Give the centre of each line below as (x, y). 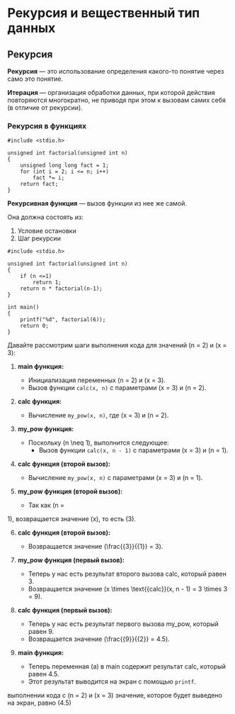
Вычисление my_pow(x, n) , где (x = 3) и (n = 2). (98, 415)
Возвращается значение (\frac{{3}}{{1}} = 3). (96, 547)
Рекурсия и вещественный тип (104, 13)
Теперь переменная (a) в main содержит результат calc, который (127, 666)
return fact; (39, 184)
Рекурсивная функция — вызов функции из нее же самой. (97, 203)
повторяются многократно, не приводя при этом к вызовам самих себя (117, 100)
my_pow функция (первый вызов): (71, 560)
